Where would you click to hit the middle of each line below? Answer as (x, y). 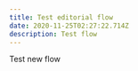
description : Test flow (53, 34)
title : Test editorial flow (61, 17)
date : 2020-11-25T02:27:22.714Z (69, 26)
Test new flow (35, 59)
